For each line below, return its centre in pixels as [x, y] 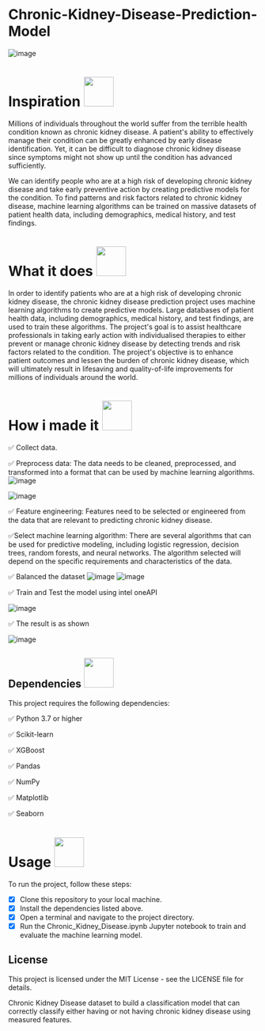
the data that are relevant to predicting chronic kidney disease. [110, 520]
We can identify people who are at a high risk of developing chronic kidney [130, 180]
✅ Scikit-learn [31, 734]
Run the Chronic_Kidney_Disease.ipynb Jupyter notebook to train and [133, 926]
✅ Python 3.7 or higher [45, 718]
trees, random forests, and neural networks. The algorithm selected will [125, 552]
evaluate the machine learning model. [81, 934]
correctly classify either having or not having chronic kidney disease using [129, 1011]
